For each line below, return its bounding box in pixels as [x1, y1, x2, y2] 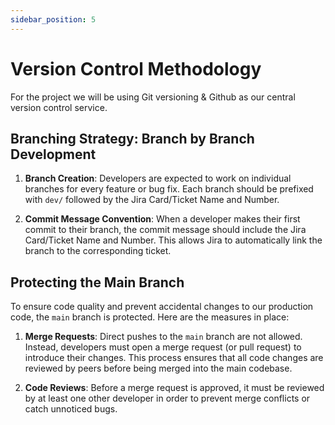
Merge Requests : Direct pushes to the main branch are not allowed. [24, 331, 303, 343]
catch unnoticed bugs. [24, 403, 118, 415]
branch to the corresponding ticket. [24, 245, 172, 257]
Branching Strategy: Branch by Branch [10, 130, 255, 147]
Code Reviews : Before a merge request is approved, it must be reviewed [24, 382, 325, 394]
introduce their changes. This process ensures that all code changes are [24, 352, 324, 364]
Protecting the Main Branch [10, 274, 185, 291]
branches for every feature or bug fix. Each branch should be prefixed [24, 183, 314, 195]
